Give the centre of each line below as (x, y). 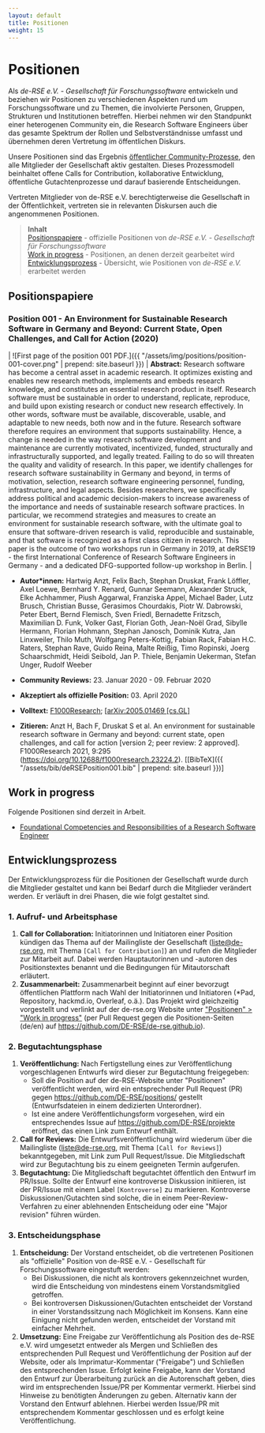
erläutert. (34, 976)
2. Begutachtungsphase (55, 1046)
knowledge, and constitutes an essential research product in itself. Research (132, 389)
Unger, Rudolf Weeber (56, 665)
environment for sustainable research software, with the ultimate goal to (125, 523)
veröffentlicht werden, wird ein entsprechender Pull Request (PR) (137, 1089)
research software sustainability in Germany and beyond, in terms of (119, 473)
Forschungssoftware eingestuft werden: (84, 1269)
